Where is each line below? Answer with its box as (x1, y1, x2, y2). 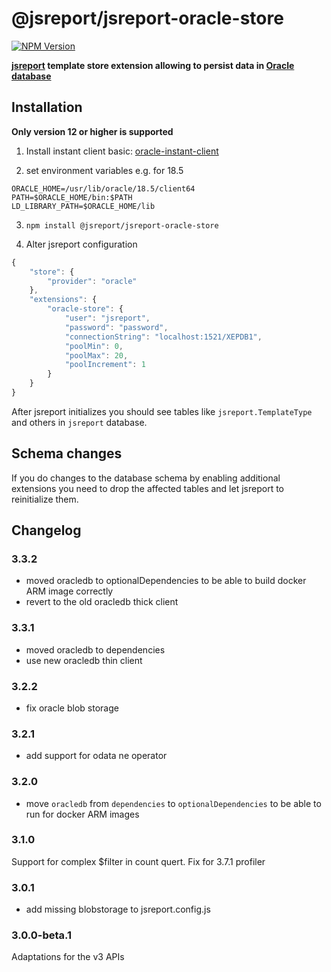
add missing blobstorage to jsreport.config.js (25, 903, 211, 916)
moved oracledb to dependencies (25, 643, 166, 656)
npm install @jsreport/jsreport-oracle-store (25, 220, 219, 231)
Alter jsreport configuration (25, 238, 138, 250)
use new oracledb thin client (25, 654, 143, 666)
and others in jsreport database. (11, 416, 148, 428)
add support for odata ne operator (25, 750, 168, 762)
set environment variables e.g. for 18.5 (25, 164, 184, 176)
